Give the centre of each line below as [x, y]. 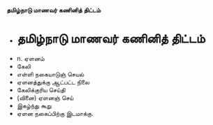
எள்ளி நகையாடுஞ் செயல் [50, 74]
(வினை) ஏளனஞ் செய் [45, 98]
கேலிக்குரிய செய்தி [41, 89]
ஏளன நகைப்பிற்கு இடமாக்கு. [55, 113]
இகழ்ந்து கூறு [34, 105]
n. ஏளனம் [30, 58]
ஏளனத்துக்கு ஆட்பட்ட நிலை [53, 82]
